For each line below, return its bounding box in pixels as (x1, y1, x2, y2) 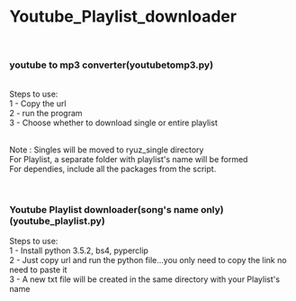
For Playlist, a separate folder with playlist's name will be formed (9, 154, 248, 165)
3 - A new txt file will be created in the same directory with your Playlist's (9, 273, 281, 285)
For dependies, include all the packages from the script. (9, 164, 217, 175)
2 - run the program (9, 108, 83, 119)
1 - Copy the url (9, 98, 67, 109)
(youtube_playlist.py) (9, 214, 105, 227)
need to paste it (9, 264, 67, 275)
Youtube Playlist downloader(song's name (9, 204, 200, 216)
